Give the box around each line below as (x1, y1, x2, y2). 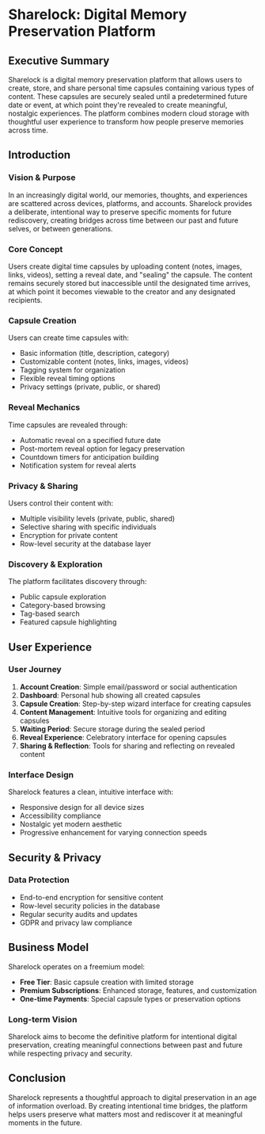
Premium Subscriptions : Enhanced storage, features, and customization (19, 985, 257, 995)
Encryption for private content (19, 530, 119, 540)
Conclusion (8, 1071, 66, 1085)
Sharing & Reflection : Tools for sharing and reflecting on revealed (19, 741, 236, 750)
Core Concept (8, 243, 63, 254)
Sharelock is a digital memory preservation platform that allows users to (8, 75, 243, 84)
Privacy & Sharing (8, 480, 78, 491)
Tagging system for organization (19, 365, 126, 375)
